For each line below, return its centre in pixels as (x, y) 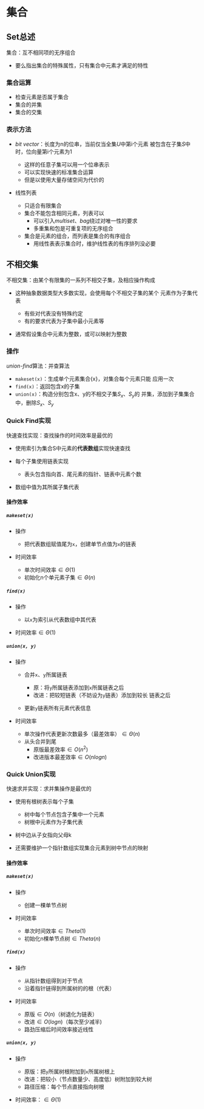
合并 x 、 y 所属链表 (46, 675)
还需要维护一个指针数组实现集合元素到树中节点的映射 (82, 848)
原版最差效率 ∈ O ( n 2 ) (61, 749)
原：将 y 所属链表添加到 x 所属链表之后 (79, 688)
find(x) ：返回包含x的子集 (47, 386)
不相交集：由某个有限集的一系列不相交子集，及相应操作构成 (81, 280)
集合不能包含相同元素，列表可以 (64, 213)
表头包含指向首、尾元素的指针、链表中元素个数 (83, 474)
